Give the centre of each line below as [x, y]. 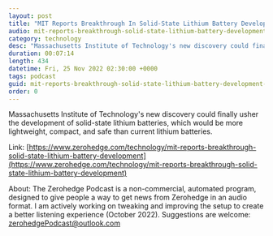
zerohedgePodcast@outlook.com [65, 223]
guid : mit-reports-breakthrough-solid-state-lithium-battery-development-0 [139, 84]
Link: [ [19, 148]
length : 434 [28, 62]
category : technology [45, 39]
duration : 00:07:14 [41, 54]
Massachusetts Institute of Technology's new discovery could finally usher [134, 114]
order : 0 [23, 91]
